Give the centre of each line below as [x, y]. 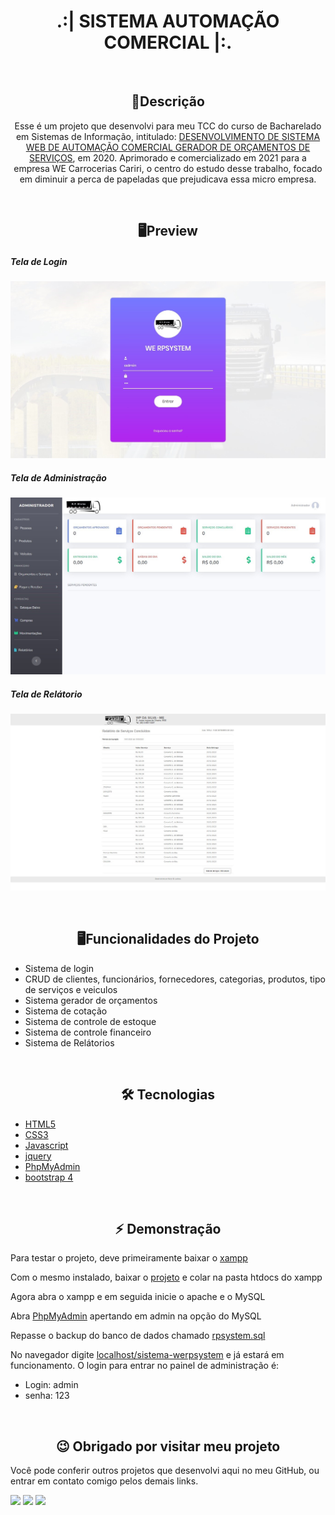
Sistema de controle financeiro [88, 1032]
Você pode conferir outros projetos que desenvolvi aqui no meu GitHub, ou [165, 1471]
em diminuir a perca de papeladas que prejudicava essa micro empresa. [168, 179]
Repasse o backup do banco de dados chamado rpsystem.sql [138, 1336]
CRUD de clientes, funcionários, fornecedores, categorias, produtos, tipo [175, 979]
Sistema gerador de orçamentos [91, 1000]
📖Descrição [168, 101]
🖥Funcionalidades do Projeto [168, 939]
